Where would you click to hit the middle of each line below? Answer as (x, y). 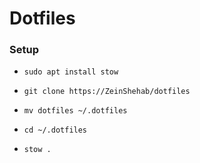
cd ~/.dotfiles (55, 130)
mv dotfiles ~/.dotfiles (75, 111)
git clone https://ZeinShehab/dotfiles (107, 92)
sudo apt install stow (71, 72)
